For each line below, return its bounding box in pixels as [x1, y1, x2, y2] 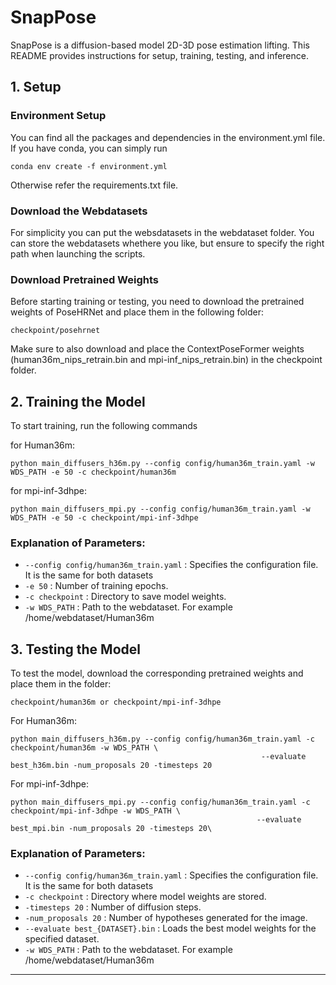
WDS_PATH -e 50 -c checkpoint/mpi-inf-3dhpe [10, 513, 199, 523]
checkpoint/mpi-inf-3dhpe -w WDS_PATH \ [10, 806, 182, 816]
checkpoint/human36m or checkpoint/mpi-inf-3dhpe [10, 697, 222, 708]
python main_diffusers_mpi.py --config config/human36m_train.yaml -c [10, 797, 311, 808]
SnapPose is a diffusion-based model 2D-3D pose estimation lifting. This [10, 39, 310, 51]
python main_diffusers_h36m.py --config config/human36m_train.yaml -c [10, 734, 315, 745]
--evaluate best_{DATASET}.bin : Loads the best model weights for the [24, 922, 317, 935]
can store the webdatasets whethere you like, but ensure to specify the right [10, 237, 325, 249]
